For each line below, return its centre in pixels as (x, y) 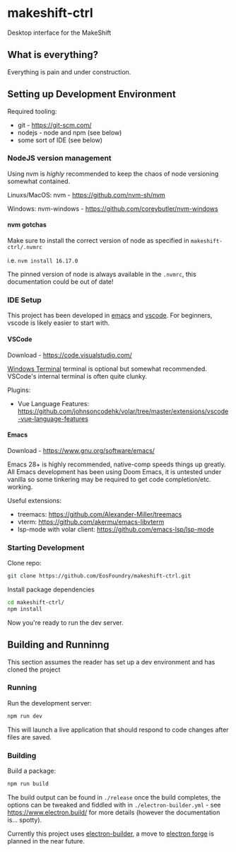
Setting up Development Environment (92, 94)
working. (20, 487)
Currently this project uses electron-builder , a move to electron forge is (111, 834)
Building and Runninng (58, 645)
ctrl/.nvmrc (25, 248)
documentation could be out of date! (61, 282)
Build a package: (32, 771)
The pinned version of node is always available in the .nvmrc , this (102, 275)
